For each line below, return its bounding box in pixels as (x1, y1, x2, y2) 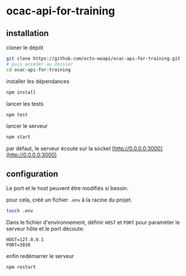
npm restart (6, 264, 36, 270)
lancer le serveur (6, 122, 48, 130)
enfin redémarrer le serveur (6, 252, 75, 259)
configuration (6, 169, 59, 179)
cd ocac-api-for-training (6, 67, 71, 73)
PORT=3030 (6, 242, 31, 248)
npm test (6, 112, 28, 118)
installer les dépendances (6, 77, 70, 85)
